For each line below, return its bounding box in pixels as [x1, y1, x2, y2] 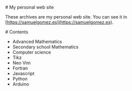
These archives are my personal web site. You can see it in [5, 14, 127, 19]
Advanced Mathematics [12, 38, 62, 44]
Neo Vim [12, 60, 31, 65]
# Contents [5, 29, 29, 34]
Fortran [12, 65, 28, 71]
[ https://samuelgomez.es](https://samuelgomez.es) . [5, 19, 114, 25]
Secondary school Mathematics [12, 44, 79, 49]
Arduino [12, 81, 29, 87]
